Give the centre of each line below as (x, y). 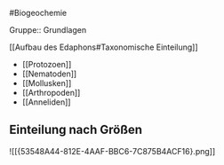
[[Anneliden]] (46, 102)
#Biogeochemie (38, 13)
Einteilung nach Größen (76, 130)
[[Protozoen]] (47, 64)
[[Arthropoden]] (51, 93)
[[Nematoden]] (49, 74)
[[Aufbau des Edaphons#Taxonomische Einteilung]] (104, 47)
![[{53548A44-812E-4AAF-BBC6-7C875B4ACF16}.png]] (112, 151)
